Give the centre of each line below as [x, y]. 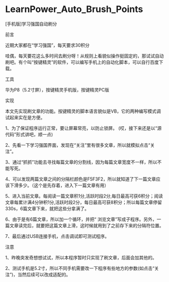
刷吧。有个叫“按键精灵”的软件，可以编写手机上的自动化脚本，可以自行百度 [82, 62]
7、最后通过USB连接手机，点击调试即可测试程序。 [57, 236]
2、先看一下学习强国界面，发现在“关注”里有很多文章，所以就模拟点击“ [78, 145]
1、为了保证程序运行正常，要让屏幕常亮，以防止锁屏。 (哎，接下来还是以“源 [83, 128]
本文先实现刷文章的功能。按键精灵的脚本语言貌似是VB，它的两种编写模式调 [83, 111]
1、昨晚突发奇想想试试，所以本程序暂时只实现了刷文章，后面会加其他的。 [81, 257]
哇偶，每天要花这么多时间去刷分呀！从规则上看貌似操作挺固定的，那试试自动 [84, 56]
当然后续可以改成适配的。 [44, 274]
